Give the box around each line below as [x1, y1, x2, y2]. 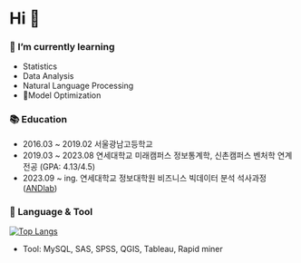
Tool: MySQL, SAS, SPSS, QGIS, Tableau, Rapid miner [22, 244, 224, 255]
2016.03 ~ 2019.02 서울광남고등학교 [22, 138, 153, 149]
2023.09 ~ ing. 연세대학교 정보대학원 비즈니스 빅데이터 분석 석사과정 [22, 172, 267, 183]
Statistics [22, 61, 58, 72]
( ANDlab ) [22, 182, 58, 193]
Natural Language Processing [22, 81, 134, 92]
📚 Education [9, 113, 68, 126]
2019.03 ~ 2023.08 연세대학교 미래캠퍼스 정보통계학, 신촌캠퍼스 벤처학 [22, 150, 276, 161]
